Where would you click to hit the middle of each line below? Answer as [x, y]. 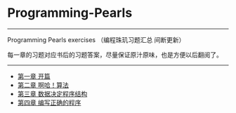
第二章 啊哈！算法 [43, 85]
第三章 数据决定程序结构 [52, 93]
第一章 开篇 [34, 76]
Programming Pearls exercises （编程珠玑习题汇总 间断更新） [96, 39]
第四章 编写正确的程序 [49, 102]
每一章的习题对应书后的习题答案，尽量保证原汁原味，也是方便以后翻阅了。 [115, 55]
